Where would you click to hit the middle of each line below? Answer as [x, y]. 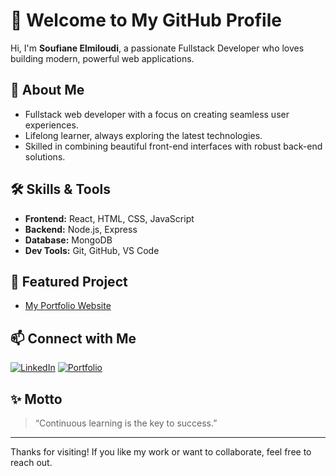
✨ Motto [36, 399]
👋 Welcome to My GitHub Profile [146, 20]
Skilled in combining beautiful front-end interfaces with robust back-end [173, 146]
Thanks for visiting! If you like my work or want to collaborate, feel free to [161, 452]
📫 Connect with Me [73, 338]
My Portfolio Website [68, 306]
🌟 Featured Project [69, 281]
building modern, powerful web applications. [102, 58]
